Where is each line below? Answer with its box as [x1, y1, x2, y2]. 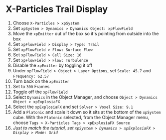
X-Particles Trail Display [5, 3, 108, 15]
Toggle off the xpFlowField [12, 89, 68, 95]
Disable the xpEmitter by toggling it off [12, 62, 93, 68]
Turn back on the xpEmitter [12, 78, 69, 84]
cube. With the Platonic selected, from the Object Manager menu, [12, 114, 149, 120]
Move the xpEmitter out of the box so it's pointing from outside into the [12, 30, 159, 36]
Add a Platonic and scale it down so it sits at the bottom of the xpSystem [12, 109, 161, 115]
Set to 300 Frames [12, 83, 50, 89]
